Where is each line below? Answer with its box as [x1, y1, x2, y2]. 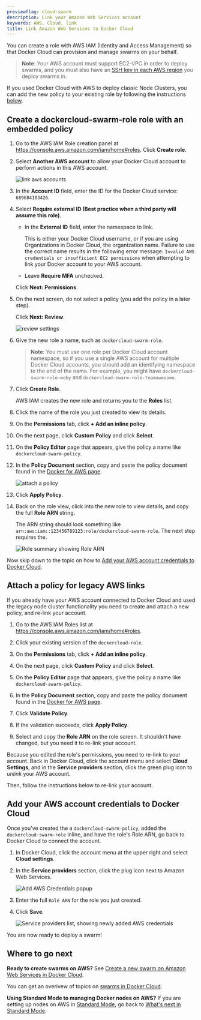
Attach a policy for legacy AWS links [7, 580, 145, 591]
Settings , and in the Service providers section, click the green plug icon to [7, 763, 193, 771]
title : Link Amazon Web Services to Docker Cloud [7, 25, 134, 32]
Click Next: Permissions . [15, 284, 78, 291]
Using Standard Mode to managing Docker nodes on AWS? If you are [7, 994, 182, 1001]
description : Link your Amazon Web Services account [7, 14, 142, 20]
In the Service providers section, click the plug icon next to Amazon [15, 866, 185, 874]
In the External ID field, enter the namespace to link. [24, 223, 154, 231]
